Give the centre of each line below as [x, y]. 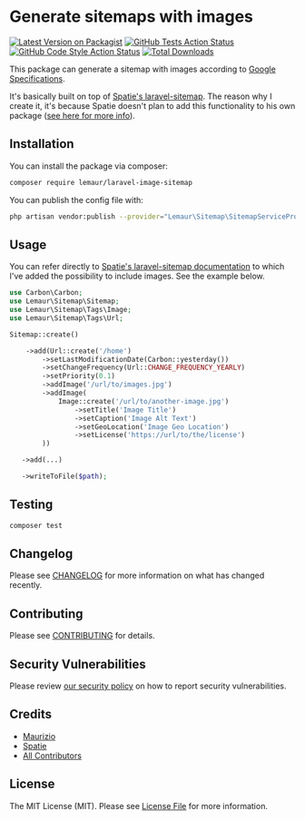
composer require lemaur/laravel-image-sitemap [101, 182]
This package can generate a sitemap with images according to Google [143, 69]
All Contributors [52, 756]
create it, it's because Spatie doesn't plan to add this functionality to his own [152, 105]
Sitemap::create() [44, 334]
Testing [31, 505]
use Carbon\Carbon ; [46, 293]
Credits [31, 714]
